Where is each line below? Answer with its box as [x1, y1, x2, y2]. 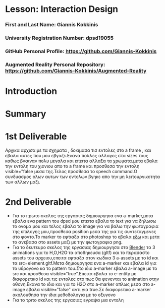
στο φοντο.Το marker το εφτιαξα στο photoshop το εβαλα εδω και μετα [12, 234, 160, 240]
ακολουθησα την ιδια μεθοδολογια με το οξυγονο [12, 292, 116, 298]
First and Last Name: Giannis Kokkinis [5, 21, 98, 28]
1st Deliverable [5, 131, 67, 142]
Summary [5, 108, 46, 120]
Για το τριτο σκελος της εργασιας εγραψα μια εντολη [12, 297, 124, 303]
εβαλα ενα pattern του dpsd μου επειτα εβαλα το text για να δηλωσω [12, 218, 157, 224]
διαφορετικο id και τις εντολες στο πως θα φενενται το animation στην [12, 276, 160, 282]
